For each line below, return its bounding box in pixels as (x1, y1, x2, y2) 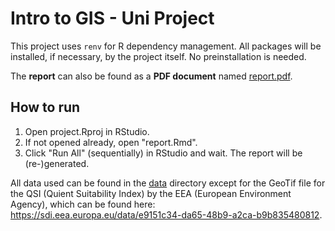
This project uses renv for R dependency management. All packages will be (10, 40, 322, 52)
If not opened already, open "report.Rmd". (24, 136, 198, 148)
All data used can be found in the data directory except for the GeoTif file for (10, 177, 326, 189)
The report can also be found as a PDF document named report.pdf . (10, 70, 293, 82)
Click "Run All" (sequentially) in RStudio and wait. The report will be (24, 147, 303, 159)
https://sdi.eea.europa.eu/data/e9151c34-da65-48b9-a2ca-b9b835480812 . (10, 208, 323, 221)
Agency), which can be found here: (10, 198, 156, 210)
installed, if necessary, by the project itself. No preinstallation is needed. (10, 50, 307, 62)
